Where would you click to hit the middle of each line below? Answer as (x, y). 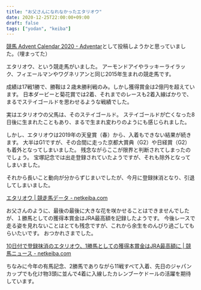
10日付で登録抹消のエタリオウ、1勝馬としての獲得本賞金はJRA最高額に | (95, 246)
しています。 (22, 281)
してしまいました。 (30, 185)
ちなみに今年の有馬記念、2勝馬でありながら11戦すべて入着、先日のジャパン (99, 266)
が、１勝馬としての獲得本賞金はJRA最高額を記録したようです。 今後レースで (101, 218)
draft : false (22, 23)
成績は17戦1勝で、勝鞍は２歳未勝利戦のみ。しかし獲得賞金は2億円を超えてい (100, 87)
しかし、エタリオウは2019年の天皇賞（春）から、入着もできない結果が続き (99, 135)
